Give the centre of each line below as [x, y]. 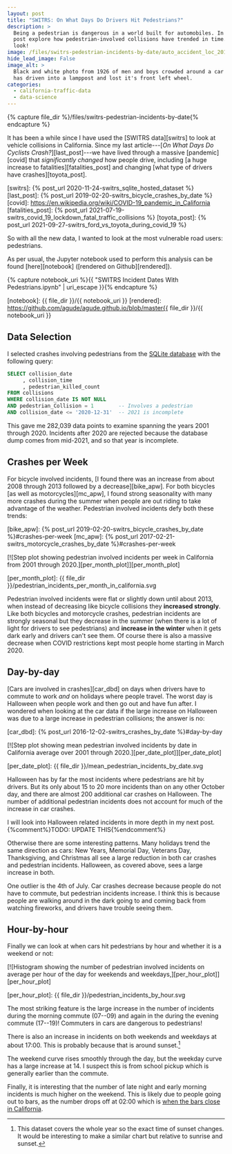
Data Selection [39, 337]
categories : [24, 85]
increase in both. [31, 872]
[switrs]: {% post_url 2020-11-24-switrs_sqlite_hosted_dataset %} [101, 188]
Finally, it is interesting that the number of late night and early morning [107, 1087]
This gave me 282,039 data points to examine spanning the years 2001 [108, 425]
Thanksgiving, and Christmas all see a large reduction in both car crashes [112, 858]
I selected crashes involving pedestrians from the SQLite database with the [114, 353]
